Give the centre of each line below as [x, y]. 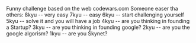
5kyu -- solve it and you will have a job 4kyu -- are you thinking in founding [98, 21]
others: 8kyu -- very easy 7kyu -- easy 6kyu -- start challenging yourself [95, 15]
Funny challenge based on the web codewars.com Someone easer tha [92, 9]
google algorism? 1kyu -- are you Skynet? [57, 34]
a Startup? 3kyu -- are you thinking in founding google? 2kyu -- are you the [98, 27]
